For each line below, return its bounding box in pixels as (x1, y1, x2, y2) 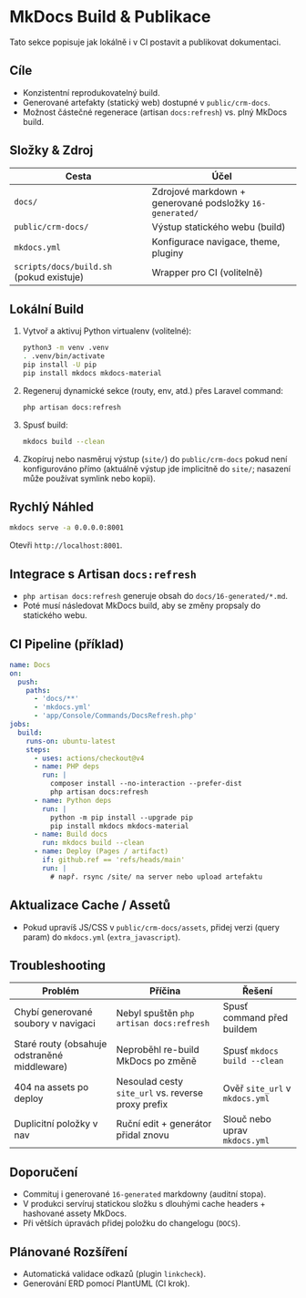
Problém (42, 984, 80, 997)
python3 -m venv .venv (22, 344, 109, 353)
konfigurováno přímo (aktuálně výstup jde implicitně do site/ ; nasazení (22, 463, 291, 474)
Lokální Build (9, 301, 85, 316)
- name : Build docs (33, 829, 107, 840)
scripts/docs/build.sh (14, 262, 112, 272)
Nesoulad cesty (116, 1076, 184, 1088)
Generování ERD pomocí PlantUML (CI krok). (22, 1278, 190, 1289)
